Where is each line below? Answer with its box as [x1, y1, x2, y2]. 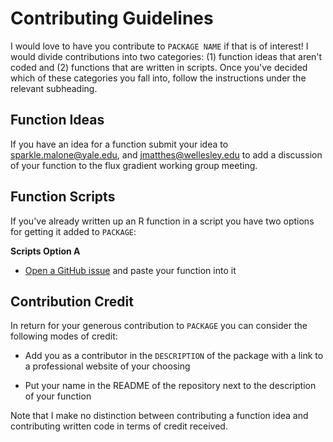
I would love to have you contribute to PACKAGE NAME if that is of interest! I [10, 40, 309, 52]
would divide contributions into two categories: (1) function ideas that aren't [10, 50, 323, 62]
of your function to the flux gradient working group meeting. [10, 159, 258, 171]
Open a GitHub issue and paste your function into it [24, 264, 237, 276]
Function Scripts [10, 188, 116, 206]
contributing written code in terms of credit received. [10, 420, 228, 432]
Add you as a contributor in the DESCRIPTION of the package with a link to [24, 350, 324, 362]
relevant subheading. [10, 82, 98, 94]
